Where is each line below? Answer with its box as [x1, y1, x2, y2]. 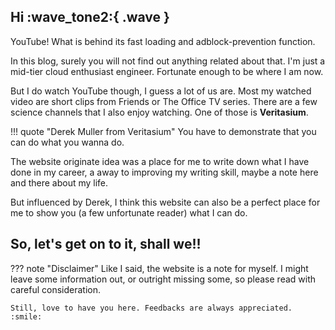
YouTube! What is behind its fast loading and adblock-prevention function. [10, 35, 316, 47]
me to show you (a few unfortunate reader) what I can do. [10, 206, 248, 219]
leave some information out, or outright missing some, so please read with [10, 273, 317, 285]
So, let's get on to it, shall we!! [10, 236, 202, 253]
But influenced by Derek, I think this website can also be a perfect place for [10, 196, 321, 208]
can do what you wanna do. [10, 136, 125, 148]
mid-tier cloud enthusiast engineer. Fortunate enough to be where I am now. [10, 65, 324, 77]
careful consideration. [10, 283, 101, 295]
